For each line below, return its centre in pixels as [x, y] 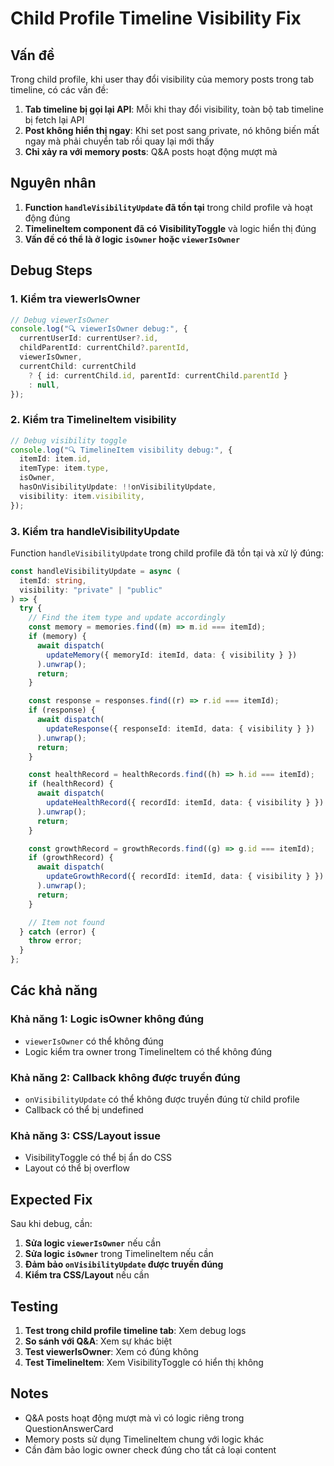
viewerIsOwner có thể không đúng [94, 1041]
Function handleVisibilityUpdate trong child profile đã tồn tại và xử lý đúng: [167, 553]
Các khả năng [54, 990]
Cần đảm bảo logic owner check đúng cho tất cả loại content [150, 1449]
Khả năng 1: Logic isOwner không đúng [107, 1019]
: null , [44, 385]
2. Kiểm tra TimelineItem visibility [93, 420]
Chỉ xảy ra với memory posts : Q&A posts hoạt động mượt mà [151, 151]
